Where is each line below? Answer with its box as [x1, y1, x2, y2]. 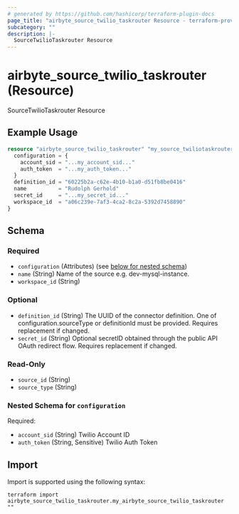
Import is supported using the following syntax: [7, 478, 146, 486]
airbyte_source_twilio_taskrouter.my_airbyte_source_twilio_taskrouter [7, 498, 224, 505]
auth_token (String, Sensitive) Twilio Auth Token [17, 438, 158, 446]
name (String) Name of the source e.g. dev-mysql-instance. [17, 269, 190, 278]
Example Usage [7, 127, 78, 139]
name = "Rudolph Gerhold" [14, 186, 119, 193]
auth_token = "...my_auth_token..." [20, 165, 132, 173]
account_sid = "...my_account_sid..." [20, 159, 135, 166]
